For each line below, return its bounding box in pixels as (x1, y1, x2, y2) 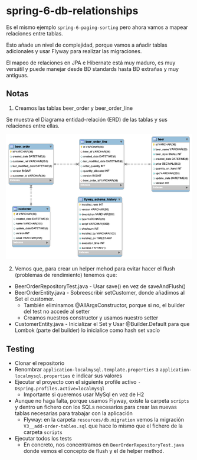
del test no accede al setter (23, 308, 90, 315)
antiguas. (6, 71, 29, 79)
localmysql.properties (14, 373, 71, 379)
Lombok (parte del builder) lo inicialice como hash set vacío (14, 327, 160, 334)
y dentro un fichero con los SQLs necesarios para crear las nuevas (14, 403, 177, 411)
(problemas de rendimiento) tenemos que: (14, 272, 117, 279)
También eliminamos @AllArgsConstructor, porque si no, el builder (23, 302, 185, 309)
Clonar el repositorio (14, 360, 65, 367)
